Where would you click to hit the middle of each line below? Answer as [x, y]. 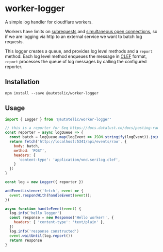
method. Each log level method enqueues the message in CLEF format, [76, 56]
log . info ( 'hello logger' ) [36, 213]
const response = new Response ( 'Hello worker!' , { [62, 218]
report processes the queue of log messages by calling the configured [76, 61]
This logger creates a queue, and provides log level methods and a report [79, 51]
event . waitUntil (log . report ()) [41, 236]
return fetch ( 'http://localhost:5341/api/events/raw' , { [68, 142]
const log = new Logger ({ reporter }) [44, 182]
